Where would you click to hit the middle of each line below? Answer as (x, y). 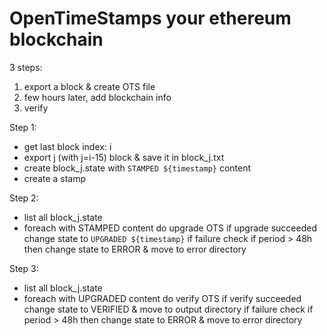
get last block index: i (67, 146)
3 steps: (26, 67)
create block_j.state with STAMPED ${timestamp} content (137, 168)
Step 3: (24, 268)
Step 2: (24, 198)
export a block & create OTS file (89, 86)
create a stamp (55, 178)
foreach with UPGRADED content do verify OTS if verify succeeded (162, 298)
